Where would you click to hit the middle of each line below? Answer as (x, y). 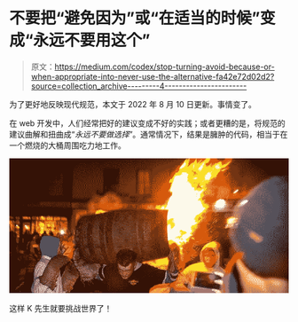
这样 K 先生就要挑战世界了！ (61, 309)
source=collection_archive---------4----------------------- (139, 86)
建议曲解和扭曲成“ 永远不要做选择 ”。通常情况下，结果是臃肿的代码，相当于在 (149, 134)
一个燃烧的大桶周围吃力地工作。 (67, 145)
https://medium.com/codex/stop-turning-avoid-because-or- (165, 67)
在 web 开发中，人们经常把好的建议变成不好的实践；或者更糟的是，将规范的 (147, 123)
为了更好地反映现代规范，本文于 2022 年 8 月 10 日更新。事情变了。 (133, 104)
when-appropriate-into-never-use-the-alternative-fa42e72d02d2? (153, 76)
